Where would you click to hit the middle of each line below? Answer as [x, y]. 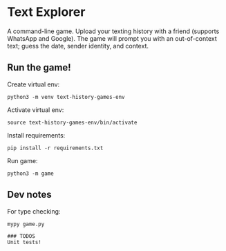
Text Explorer [46, 12]
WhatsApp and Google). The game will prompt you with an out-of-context [112, 38]
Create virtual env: [34, 84]
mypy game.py [26, 224]
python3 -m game [30, 174]
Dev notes [29, 195]
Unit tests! [24, 242]
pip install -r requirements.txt [55, 148]
